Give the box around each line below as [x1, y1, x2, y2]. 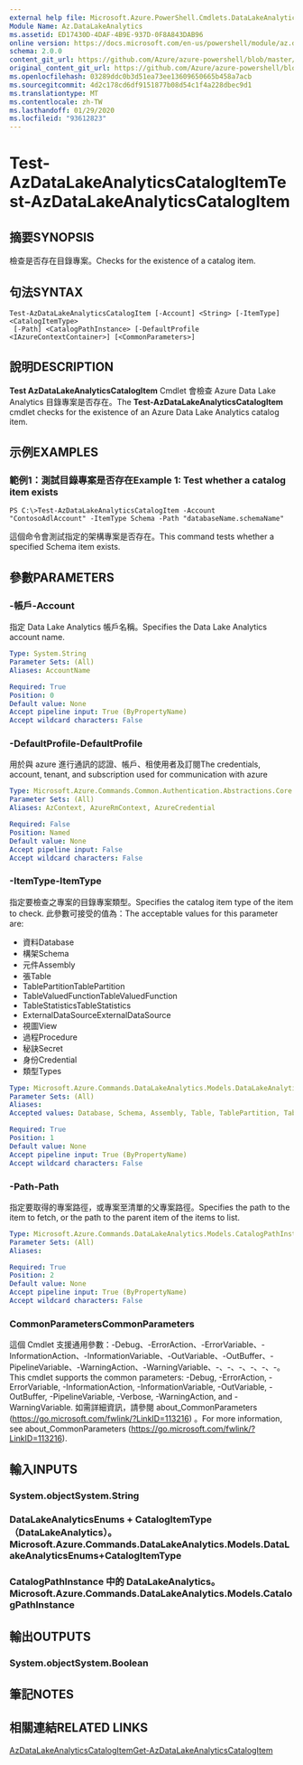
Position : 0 [9, 691, 54, 700]
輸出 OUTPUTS [9, 1628, 92, 1644]
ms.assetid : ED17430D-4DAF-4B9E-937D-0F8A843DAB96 [9, 30, 204, 39]
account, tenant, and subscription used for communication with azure [9, 769, 268, 780]
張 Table [22, 970, 51, 981]
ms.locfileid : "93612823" [9, 114, 106, 123]
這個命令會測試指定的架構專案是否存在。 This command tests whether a [9, 531, 275, 543]
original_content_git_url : [9, 64, 111, 73]
